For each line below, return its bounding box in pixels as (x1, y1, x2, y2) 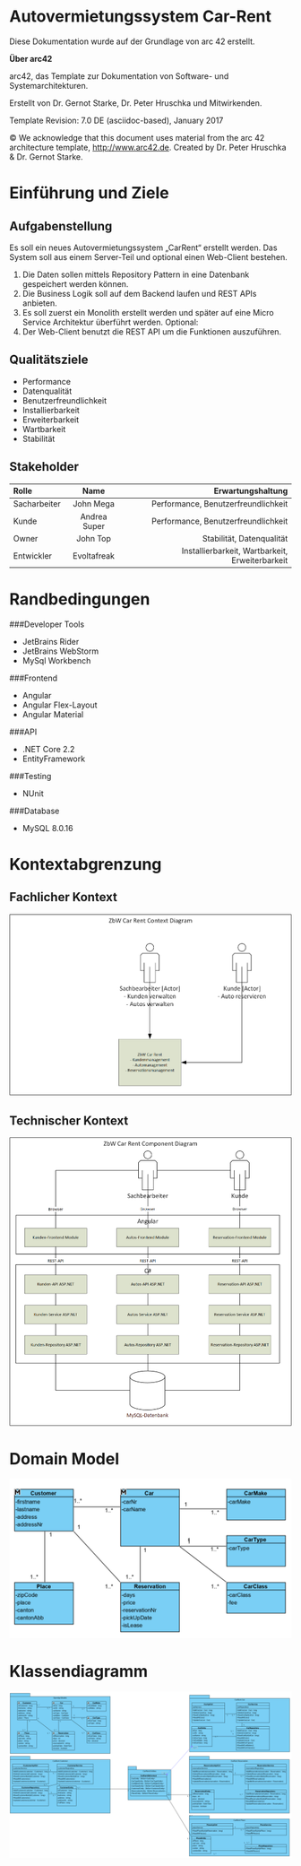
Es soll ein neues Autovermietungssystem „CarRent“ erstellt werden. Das (9, 242, 278, 253)
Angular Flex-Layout (21, 699, 98, 710)
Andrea (80, 511, 107, 522)
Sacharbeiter (13, 499, 61, 509)
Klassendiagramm (9, 1662, 149, 1682)
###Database (9, 805, 60, 816)
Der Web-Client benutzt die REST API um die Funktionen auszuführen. (21, 325, 282, 337)
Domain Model (9, 1448, 120, 1469)
